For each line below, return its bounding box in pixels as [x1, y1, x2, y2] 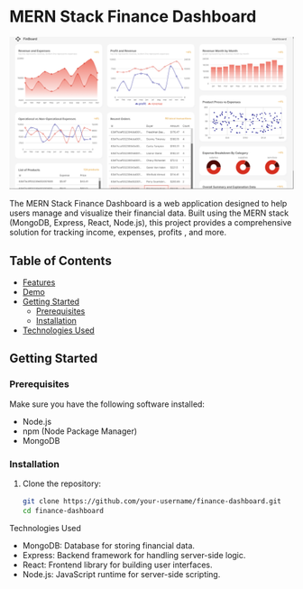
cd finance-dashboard [22, 506, 104, 515]
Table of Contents [9, 253, 113, 268]
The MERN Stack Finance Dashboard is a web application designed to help [9, 198, 288, 209]
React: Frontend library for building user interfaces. [22, 559, 214, 570]
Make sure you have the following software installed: [9, 399, 206, 410]
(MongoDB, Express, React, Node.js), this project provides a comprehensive [9, 217, 292, 228]
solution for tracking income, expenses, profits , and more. [9, 227, 227, 238]
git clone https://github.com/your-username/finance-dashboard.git [22, 496, 281, 506]
